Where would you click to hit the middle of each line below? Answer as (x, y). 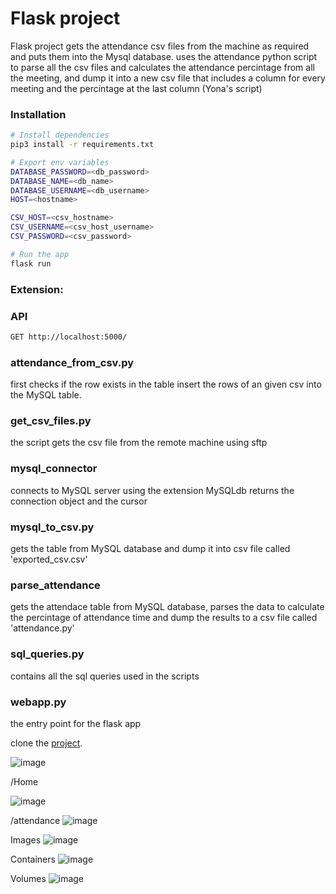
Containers (33, 859)
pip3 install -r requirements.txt (82, 145)
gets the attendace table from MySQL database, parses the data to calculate (167, 607)
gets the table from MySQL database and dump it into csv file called (150, 549)
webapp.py (38, 702)
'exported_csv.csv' (49, 559)
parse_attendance (55, 585)
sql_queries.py (47, 654)
